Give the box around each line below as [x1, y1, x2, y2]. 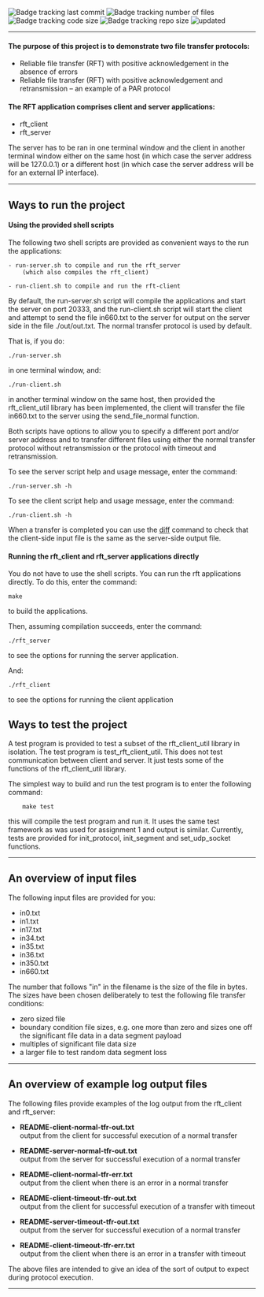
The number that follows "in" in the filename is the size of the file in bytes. [8, 982, 247, 991]
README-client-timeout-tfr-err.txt [19, 1240, 135, 1250]
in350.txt [19, 958, 49, 968]
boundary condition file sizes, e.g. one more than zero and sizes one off [19, 1022, 253, 1031]
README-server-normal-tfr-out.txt [19, 1146, 137, 1155]
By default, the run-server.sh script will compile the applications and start [8, 296, 246, 305]
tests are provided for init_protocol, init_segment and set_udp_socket [8, 834, 231, 843]
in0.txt [19, 908, 41, 917]
